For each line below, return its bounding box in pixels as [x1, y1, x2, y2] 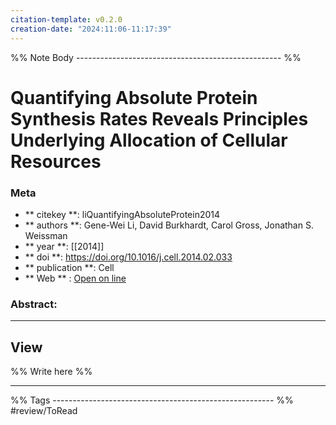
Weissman [24, 229, 68, 241]
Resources [10, 150, 102, 173]
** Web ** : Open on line [24, 272, 127, 284]
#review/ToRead [10, 405, 78, 417]
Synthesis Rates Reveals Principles [10, 107, 309, 130]
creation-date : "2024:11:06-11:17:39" [10, 24, 172, 34]
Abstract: [10, 297, 58, 311]
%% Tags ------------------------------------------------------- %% [10, 394, 294, 406]
